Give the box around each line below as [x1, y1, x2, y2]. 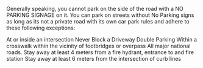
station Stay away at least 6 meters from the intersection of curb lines [6, 55, 182, 62]
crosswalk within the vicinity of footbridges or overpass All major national [6, 42, 191, 49]
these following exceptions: [6, 24, 76, 31]
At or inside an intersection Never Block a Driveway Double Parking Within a [6, 36, 197, 43]
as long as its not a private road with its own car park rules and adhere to [6, 18, 190, 25]
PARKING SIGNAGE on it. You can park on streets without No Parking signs [6, 11, 194, 19]
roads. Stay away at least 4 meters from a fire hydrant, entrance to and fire [6, 49, 194, 56]
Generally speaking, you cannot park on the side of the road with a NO [6, 5, 184, 12]
